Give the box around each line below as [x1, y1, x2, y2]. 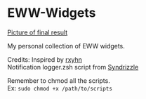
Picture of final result [7, 28, 68, 37]
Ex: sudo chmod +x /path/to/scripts [7, 84, 112, 92]
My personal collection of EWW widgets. [7, 41, 125, 50]
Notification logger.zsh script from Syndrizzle [7, 62, 139, 71]
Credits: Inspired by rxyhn [7, 55, 83, 64]
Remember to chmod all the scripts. [7, 76, 110, 85]
